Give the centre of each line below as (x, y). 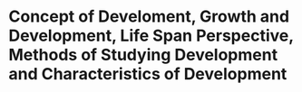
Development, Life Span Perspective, (151, 36)
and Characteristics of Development (148, 74)
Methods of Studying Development (143, 55)
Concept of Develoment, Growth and (149, 17)
